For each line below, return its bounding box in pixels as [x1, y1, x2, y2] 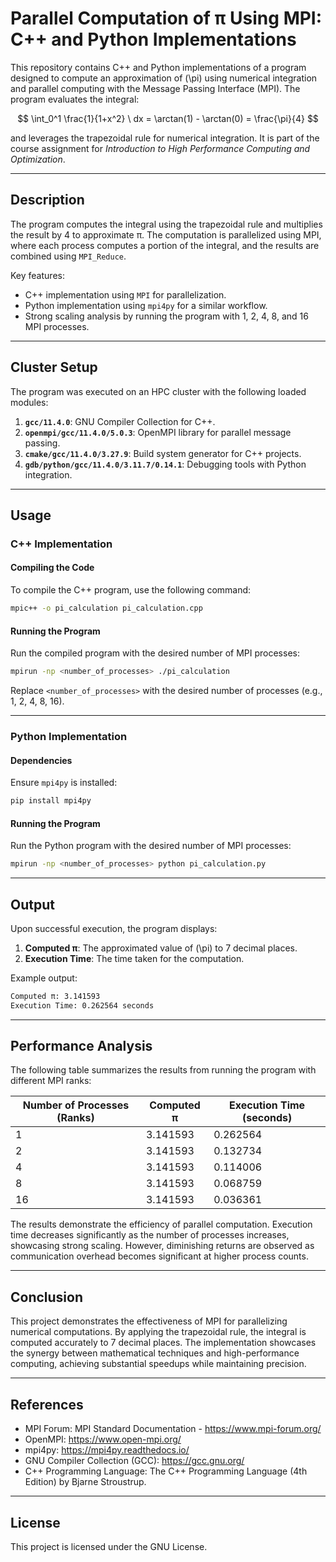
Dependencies [10, 754, 73, 766]
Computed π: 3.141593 [10, 991, 101, 1001]
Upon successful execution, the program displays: [10, 922, 218, 934]
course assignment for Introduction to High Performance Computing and [10, 142, 311, 154]
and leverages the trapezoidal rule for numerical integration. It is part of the [10, 132, 320, 144]
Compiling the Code [10, 562, 95, 574]
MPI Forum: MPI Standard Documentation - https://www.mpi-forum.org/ [24, 1423, 322, 1435]
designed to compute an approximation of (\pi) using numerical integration [10, 72, 318, 84]
